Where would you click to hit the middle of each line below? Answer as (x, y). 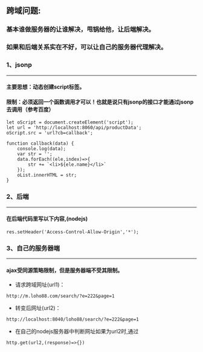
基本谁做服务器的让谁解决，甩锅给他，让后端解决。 (81, 30)
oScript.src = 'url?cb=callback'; (50, 133)
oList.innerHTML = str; (47, 175)
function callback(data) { (40, 143)
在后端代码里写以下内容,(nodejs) (47, 219)
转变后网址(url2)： (38, 308)
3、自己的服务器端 (33, 248)
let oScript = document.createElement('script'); (70, 122)
